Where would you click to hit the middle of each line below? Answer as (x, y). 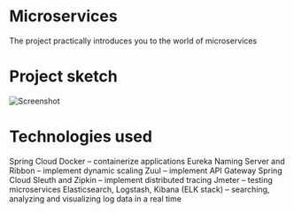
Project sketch (63, 76)
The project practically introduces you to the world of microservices (133, 41)
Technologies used (81, 137)
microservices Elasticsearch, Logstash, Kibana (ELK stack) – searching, (139, 189)
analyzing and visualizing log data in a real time (95, 198)
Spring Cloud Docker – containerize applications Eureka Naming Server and (147, 161)
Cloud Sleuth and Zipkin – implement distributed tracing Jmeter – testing (141, 179)
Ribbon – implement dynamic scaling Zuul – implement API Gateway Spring (146, 171)
